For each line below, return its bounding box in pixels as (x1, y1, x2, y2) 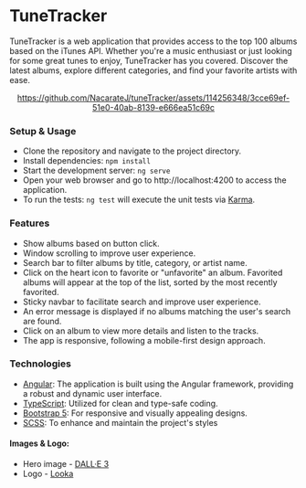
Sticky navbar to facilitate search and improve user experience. (22, 296, 261, 307)
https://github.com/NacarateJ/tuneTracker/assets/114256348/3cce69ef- (16, 92, 290, 103)
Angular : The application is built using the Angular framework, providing (22, 378, 294, 389)
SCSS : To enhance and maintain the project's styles (22, 417, 218, 428)
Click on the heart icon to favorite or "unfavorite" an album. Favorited (22, 267, 283, 278)
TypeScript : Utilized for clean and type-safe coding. (22, 398, 218, 408)
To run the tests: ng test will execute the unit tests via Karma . (22, 194, 256, 206)
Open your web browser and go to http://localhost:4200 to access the (22, 175, 287, 186)
